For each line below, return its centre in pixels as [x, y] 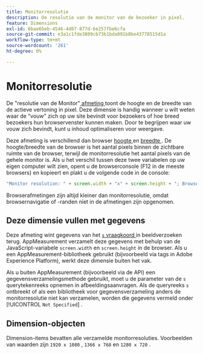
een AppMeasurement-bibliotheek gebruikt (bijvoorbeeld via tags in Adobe [100, 254]
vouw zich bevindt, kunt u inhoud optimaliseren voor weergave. [85, 129]
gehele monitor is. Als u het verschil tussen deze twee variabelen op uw [96, 159]
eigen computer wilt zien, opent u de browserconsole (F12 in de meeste [95, 166]
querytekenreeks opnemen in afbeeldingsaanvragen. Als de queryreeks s [98, 285]
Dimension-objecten [46, 323]
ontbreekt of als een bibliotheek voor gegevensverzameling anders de [94, 292]
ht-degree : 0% [24, 51]
